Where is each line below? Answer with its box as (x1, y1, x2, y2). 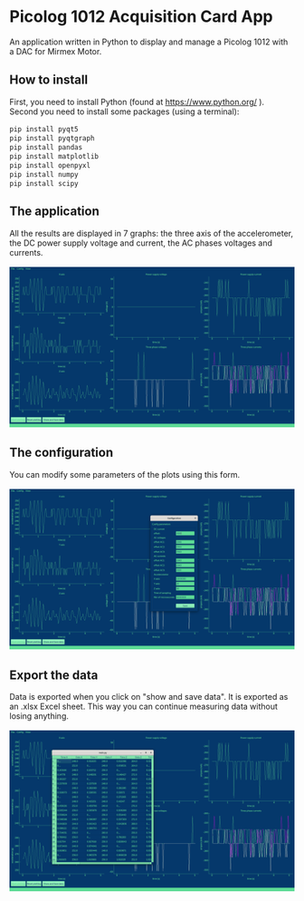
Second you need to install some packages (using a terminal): (9, 106, 240, 117)
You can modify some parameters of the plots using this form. (9, 469, 241, 480)
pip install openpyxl (9, 160, 91, 170)
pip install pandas (9, 142, 83, 151)
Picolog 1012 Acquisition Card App (9, 6, 273, 27)
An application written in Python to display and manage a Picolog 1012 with (9, 36, 289, 47)
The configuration (9, 445, 114, 460)
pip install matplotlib (9, 151, 100, 160)
